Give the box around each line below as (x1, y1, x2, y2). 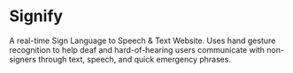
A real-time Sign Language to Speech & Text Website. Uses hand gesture (9, 35, 276, 46)
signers (9, 54, 37, 64)
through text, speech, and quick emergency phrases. (38, 54, 232, 64)
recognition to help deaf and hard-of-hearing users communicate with (9, 44, 266, 55)
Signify (9, 6, 64, 26)
